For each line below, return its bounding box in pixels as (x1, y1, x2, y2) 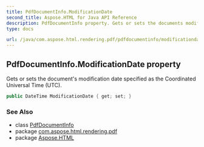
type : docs (6, 25, 34, 32)
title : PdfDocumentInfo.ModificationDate (6, 8, 113, 15)
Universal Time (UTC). (6, 81, 62, 88)
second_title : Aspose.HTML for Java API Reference (6, 15, 137, 21)
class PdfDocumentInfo (15, 122, 74, 129)
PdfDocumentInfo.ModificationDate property (6, 59, 181, 70)
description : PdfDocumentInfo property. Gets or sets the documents (6, 20, 183, 26)
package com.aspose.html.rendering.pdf (15, 128, 117, 135)
